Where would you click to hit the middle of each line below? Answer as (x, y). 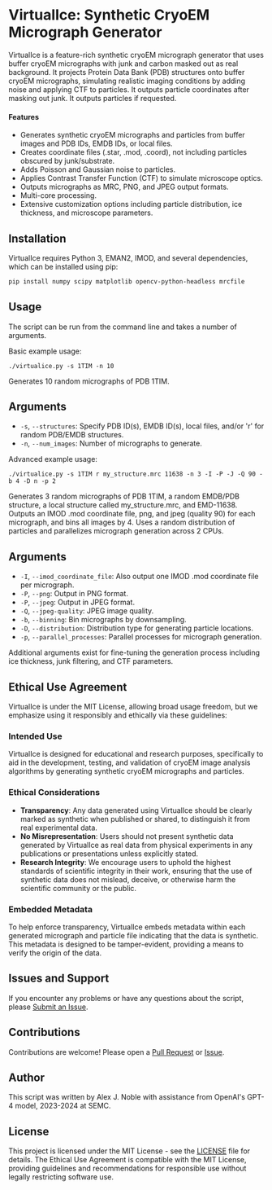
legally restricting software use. (61, 1177)
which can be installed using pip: (63, 266)
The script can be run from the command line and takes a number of (123, 327)
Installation (37, 238)
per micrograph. (47, 585)
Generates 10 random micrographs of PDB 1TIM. (89, 381)
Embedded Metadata (51, 909)
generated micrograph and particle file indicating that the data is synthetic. (133, 935)
